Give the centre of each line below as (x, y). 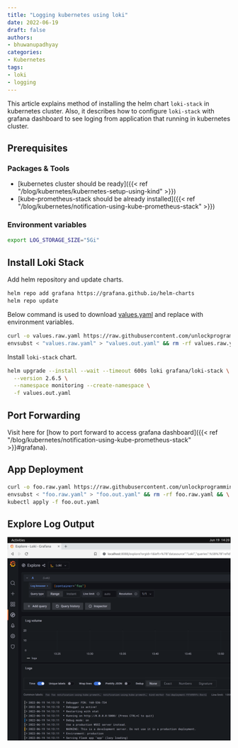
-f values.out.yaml (42, 393)
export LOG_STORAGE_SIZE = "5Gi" (53, 240)
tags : (15, 67)
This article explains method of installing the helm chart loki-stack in (108, 104)
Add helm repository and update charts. (66, 279)
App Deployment (45, 470)
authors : (20, 38)
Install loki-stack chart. (42, 357)
